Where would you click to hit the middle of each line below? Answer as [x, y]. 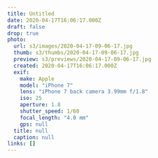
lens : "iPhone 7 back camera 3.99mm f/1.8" [84, 92]
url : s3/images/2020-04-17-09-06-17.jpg [73, 46]
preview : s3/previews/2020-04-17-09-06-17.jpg [82, 59]
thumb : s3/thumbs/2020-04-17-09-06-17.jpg [76, 53]
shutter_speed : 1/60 [50, 111]
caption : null [34, 137]
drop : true [23, 33]
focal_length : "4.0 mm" [55, 117]
